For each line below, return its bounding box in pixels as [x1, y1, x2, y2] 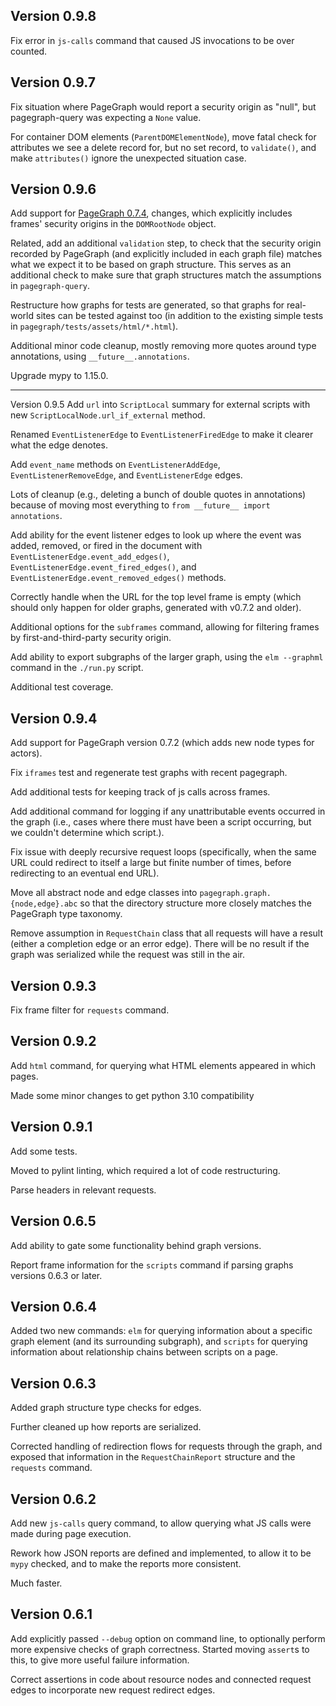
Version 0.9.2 [10, 1033, 97, 1050]
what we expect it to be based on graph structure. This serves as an [10, 259, 292, 271]
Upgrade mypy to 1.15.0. [10, 370, 109, 382]
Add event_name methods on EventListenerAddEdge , [10, 459, 221, 471]
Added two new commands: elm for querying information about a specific [10, 1325, 313, 1337]
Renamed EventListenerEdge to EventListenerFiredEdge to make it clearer [10, 429, 314, 441]
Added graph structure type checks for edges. [10, 1402, 202, 1414]
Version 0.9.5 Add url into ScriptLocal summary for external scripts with [10, 399, 311, 411]
